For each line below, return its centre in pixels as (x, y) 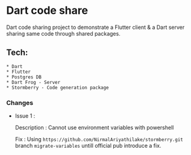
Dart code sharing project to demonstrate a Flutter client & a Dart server (95, 27)
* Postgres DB (24, 77)
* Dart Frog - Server (33, 82)
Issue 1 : (25, 116)
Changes (20, 103)
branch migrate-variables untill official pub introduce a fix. (88, 146)
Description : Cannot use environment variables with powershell (94, 128)
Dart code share (47, 11)
